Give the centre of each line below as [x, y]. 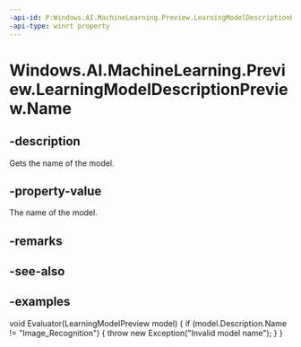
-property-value [56, 191]
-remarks [36, 241]
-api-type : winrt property [60, 26]
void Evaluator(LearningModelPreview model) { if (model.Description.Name [148, 323]
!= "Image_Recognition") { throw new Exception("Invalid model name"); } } [146, 333]
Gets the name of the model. [62, 163]
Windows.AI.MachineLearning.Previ [147, 70]
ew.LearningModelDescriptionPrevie [149, 89]
